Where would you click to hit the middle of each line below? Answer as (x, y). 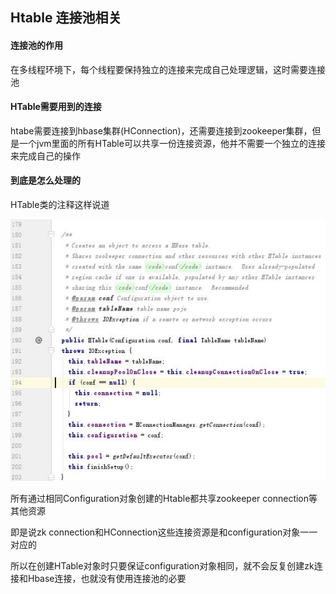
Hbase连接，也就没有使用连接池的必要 (107, 578)
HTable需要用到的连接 (56, 107)
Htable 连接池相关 (66, 18)
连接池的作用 (36, 45)
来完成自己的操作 (45, 155)
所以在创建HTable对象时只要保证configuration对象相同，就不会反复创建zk (162, 565)
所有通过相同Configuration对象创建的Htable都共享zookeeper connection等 (164, 498)
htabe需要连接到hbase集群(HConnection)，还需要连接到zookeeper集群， (161, 130)
